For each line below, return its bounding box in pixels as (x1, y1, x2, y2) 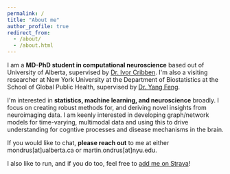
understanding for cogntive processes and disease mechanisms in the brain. (7, 125, 225, 133)
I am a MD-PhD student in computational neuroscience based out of (7, 61, 205, 69)
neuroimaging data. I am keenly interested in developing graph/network (7, 111, 209, 119)
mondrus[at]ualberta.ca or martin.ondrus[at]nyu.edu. (7, 146, 157, 154)
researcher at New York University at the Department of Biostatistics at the (7, 76, 219, 83)
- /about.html (13, 42, 54, 49)
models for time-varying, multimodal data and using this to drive (7, 118, 189, 126)
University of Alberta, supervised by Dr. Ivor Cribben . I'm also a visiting (7, 68, 208, 76)
